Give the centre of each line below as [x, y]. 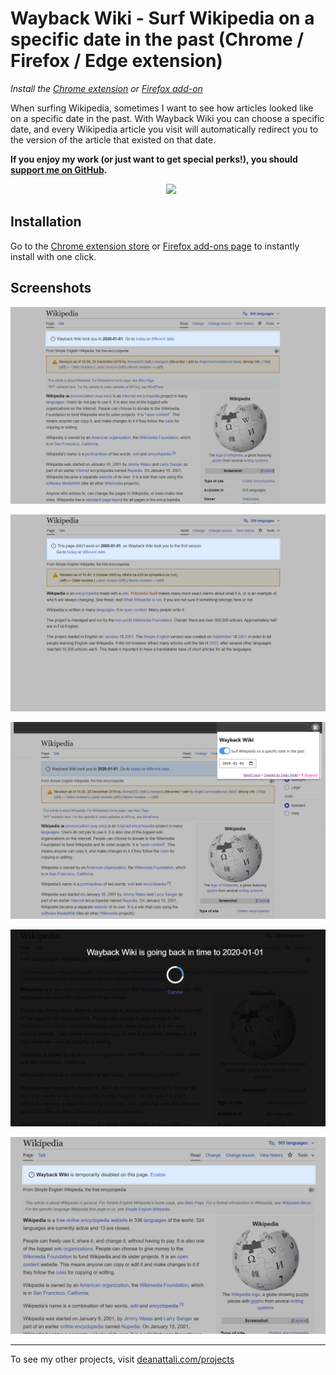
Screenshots [51, 288]
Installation [46, 222]
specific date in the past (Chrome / [157, 39]
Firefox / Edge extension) [116, 61]
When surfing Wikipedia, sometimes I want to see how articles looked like [162, 108]
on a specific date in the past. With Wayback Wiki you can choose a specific [167, 118]
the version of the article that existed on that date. [113, 139]
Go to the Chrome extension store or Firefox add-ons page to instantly [155, 246]
